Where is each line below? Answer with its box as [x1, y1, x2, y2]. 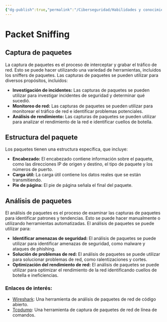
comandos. [12, 312, 36, 318]
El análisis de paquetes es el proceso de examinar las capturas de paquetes [5, 210, 161, 216]
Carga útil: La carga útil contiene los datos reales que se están [12, 172, 141, 178]
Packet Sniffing [5, 28, 70, 40]
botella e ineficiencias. [12, 272, 59, 278]
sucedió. [12, 97, 31, 103]
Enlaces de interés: [5, 285, 53, 292]
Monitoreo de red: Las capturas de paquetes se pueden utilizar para [12, 103, 153, 109]
